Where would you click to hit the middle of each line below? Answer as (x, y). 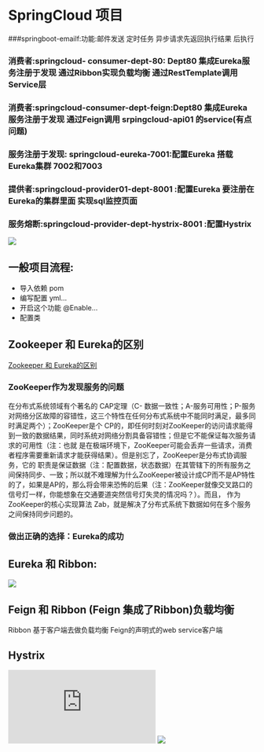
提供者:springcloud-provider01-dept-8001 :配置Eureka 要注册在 (131, 189)
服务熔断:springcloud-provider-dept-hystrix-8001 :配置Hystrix (130, 224)
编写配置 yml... (43, 298)
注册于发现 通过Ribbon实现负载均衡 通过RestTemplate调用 (127, 72)
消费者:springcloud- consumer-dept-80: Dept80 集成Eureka (125, 61)
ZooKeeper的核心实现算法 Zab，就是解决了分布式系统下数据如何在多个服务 (130, 504)
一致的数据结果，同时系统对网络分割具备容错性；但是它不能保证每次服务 (132, 435)
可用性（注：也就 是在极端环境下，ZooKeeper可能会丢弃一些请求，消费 (137, 445)
